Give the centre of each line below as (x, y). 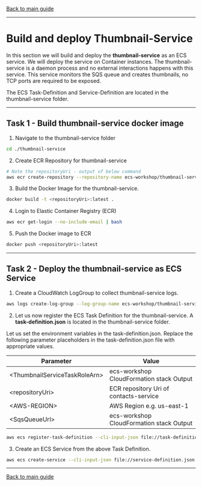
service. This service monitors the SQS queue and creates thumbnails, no (97, 74)
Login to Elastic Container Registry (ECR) (66, 211)
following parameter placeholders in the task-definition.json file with (90, 340)
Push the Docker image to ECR (53, 233)
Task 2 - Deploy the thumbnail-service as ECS (94, 269)
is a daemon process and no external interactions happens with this (110, 68)
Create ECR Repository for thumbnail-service (71, 160)
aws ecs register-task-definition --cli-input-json (72, 437)
